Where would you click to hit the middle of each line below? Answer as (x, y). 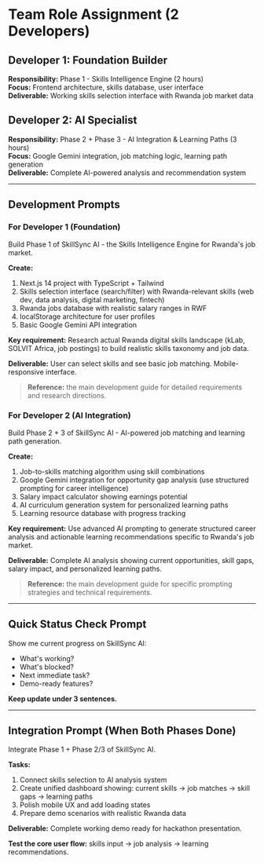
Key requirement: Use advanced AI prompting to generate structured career (132, 528)
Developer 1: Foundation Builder (88, 60)
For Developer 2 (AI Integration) (70, 415)
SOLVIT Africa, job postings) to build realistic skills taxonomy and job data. (129, 348)
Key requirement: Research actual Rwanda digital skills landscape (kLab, (126, 340)
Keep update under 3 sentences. (63, 698)
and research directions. (67, 395)
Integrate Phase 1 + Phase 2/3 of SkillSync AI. (82, 750)
